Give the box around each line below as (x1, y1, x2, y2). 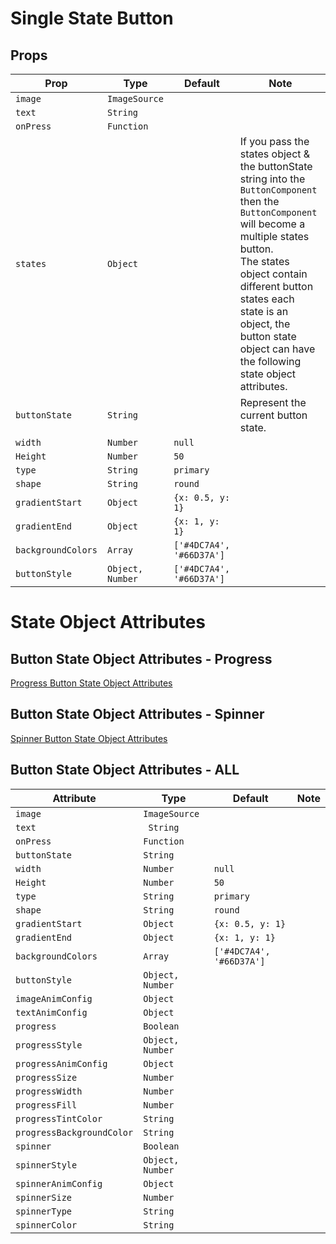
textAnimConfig (15, 1007, 88, 1018)
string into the (239, 172, 306, 186)
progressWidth (15, 1085, 83, 1097)
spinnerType (15, 1205, 73, 1217)
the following (239, 355, 302, 368)
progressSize (15, 1072, 78, 1083)
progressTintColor (15, 1113, 103, 1124)
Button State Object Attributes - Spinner (10, 706, 265, 723)
